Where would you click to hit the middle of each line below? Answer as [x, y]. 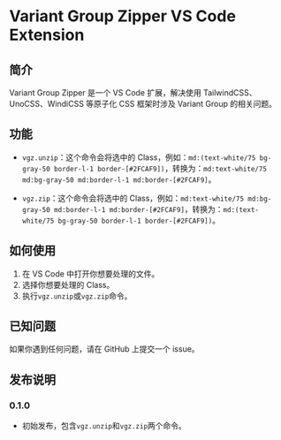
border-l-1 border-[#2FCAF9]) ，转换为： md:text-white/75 [161, 168]
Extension [47, 35]
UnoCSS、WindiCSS [46, 104]
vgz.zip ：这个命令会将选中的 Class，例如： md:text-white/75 [133, 198]
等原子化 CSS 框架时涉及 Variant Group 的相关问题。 [181, 104]
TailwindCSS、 [230, 93]
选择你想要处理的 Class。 [68, 284]
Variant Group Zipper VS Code [123, 16]
